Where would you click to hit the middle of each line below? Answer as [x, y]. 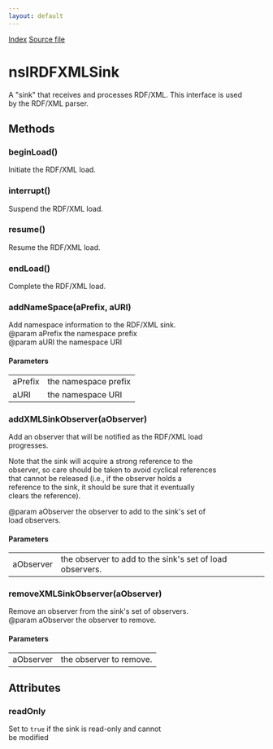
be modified [28, 738]
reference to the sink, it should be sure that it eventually [102, 487]
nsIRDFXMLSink [64, 72]
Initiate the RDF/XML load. [52, 170]
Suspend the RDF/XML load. [56, 208]
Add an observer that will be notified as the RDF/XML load [106, 436]
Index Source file [37, 39]
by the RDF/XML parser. [49, 103]
